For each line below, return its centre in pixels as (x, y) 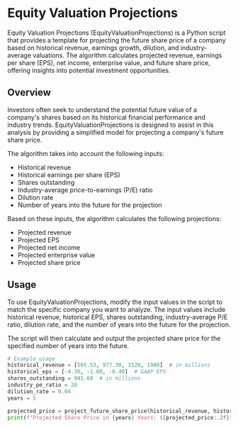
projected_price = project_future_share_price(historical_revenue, (109, 411)
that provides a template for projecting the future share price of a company (117, 40)
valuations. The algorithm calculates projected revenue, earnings (127, 55)
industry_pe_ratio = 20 (42, 385)
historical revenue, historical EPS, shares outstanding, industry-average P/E (118, 317)
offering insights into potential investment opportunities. (89, 70)
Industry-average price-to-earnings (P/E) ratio (85, 190)
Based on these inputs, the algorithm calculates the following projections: (114, 218)
